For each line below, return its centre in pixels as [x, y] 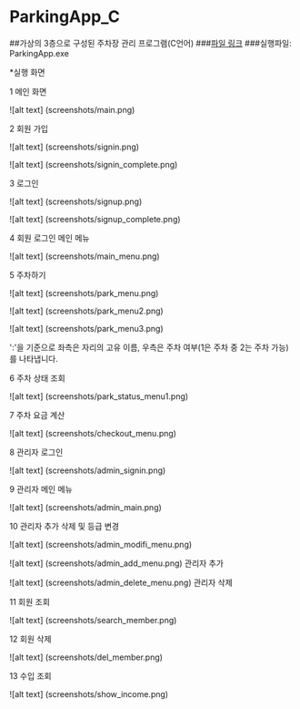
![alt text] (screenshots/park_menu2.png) [86, 311]
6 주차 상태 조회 [37, 378]
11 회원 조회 [30, 601]
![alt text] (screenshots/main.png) [72, 109]
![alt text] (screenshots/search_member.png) [93, 620]
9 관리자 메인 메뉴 [41, 488]
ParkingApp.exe [40, 53]
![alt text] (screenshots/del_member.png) [86, 657]
